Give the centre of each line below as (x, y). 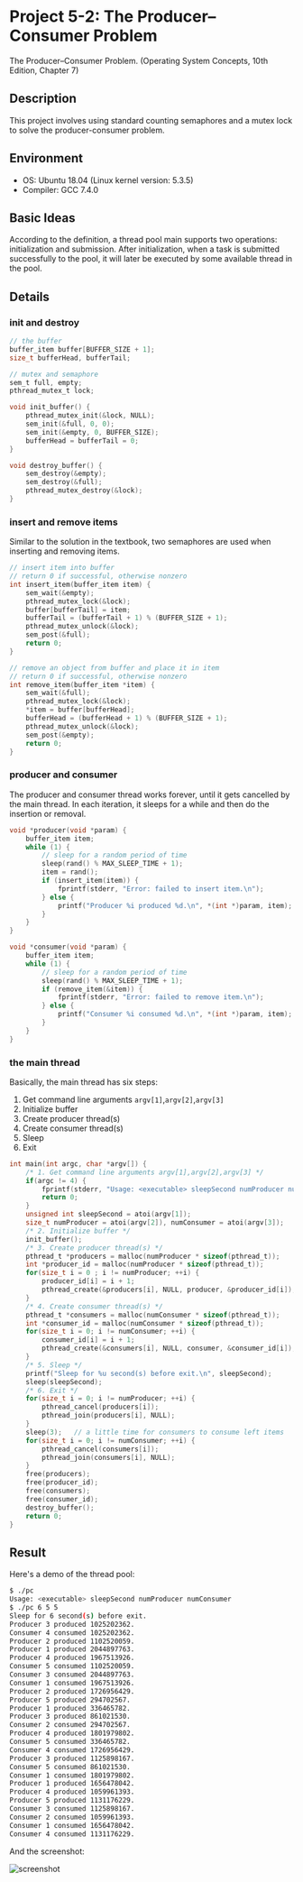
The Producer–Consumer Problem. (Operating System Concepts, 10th (139, 60)
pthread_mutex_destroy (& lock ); (84, 491)
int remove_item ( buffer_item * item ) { (82, 684)
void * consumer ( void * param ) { (68, 947)
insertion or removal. (48, 813)
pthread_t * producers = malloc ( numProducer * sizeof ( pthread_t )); (153, 1256)
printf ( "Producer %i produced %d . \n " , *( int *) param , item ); (175, 905)
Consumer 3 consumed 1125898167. (72, 1809)
